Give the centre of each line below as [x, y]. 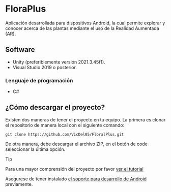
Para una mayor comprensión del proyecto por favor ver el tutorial [74, 169]
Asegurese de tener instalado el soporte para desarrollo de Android [76, 179]
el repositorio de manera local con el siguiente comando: [65, 125]
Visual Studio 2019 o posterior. [45, 67]
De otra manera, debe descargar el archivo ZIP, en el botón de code [76, 144]
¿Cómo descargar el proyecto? [55, 107]
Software [20, 50]
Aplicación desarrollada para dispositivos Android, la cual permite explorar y [85, 23]
